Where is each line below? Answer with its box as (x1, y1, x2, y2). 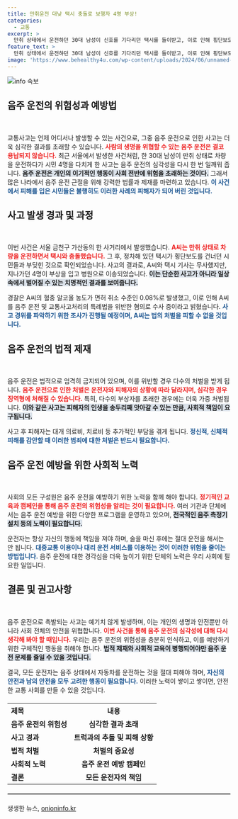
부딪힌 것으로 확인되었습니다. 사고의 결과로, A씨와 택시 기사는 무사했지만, (25, 261, 227, 269)
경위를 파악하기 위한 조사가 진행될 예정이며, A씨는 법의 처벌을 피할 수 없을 (14, 311, 215, 320)
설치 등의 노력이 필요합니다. (7, 519, 83, 528)
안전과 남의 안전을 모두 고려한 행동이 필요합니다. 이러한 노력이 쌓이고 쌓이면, (7, 677, 216, 685)
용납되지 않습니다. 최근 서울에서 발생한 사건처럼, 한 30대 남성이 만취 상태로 (7, 151, 214, 159)
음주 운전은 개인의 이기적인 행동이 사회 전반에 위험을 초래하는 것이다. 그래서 (22, 169, 228, 177)
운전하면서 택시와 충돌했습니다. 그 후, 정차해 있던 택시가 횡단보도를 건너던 (20, 252, 222, 261)
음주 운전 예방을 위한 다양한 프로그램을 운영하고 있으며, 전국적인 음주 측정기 (20, 511, 228, 519)
